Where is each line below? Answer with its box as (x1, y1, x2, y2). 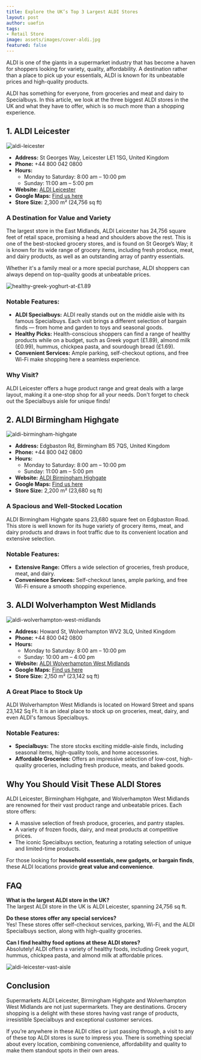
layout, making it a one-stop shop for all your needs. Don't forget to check (6, 391, 189, 398)
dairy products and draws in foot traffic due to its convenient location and (6, 528, 188, 536)
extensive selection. (6, 535, 56, 542)
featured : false (6, 43, 47, 49)
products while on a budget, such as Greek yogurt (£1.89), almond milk (14, 337, 191, 344)
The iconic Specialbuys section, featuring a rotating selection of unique (14, 839, 192, 846)
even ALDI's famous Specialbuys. (6, 714, 89, 721)
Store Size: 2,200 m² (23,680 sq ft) (14, 487, 103, 494)
